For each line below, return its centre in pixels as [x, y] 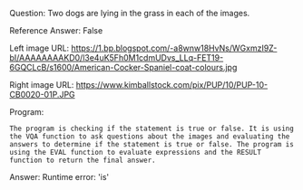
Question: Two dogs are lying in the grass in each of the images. [130, 13]
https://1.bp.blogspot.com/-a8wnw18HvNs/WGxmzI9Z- [174, 48]
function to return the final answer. [83, 160]
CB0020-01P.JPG [42, 95]
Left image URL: [39, 48]
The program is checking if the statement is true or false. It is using [152, 128]
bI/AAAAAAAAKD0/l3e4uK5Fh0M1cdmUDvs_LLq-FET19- [117, 57]
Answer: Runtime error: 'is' [59, 177]
